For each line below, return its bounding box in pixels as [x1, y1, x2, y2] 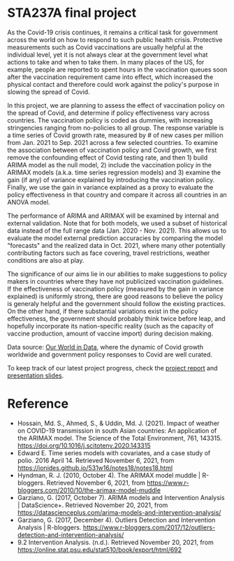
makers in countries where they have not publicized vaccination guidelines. [7, 277, 224, 285]
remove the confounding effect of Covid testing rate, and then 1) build [7, 153, 208, 162]
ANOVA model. [7, 198, 50, 206]
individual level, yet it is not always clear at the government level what [7, 50, 208, 59]
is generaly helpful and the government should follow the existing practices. [7, 299, 226, 307]
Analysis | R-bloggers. [17, 523, 82, 532]
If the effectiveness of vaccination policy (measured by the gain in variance [7, 284, 224, 293]
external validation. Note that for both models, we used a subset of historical [7, 219, 228, 227]
